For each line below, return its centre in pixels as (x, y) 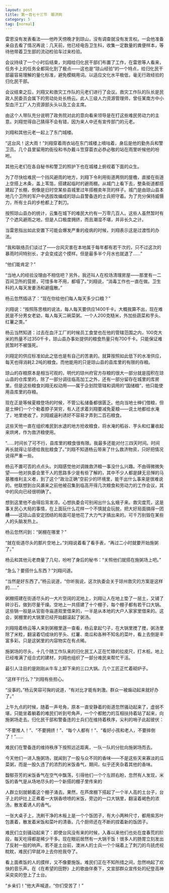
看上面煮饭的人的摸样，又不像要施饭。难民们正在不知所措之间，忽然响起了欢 (84, 862)
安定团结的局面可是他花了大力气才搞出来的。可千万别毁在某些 (100, 515)
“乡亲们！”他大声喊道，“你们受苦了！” (45, 886)
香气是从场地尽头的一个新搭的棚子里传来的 (58, 781)
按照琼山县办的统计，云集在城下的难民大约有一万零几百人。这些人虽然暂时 (82, 213)
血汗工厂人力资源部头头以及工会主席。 (49, 105)
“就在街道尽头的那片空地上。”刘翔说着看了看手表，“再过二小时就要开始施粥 (82, 543)
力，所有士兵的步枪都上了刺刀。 (38, 203)
